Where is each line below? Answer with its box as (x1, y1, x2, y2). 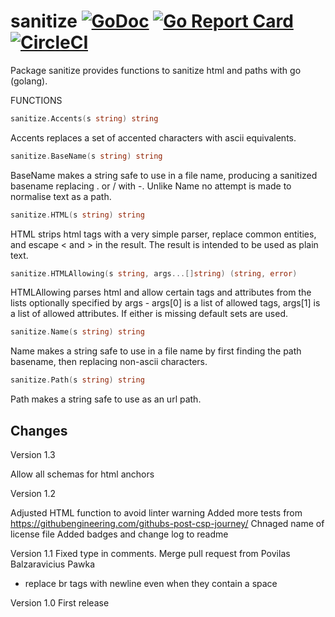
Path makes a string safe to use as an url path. (10, 393, 202, 405)
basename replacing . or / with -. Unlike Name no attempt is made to (10, 180, 292, 192)
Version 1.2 (10, 488, 57, 499)
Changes (10, 422, 68, 439)
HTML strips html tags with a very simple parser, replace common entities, (10, 228, 317, 240)
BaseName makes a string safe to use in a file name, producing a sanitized (10, 169, 318, 181)
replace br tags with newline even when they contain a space (24, 578, 278, 589)
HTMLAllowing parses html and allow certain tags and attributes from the (10, 286, 312, 299)
